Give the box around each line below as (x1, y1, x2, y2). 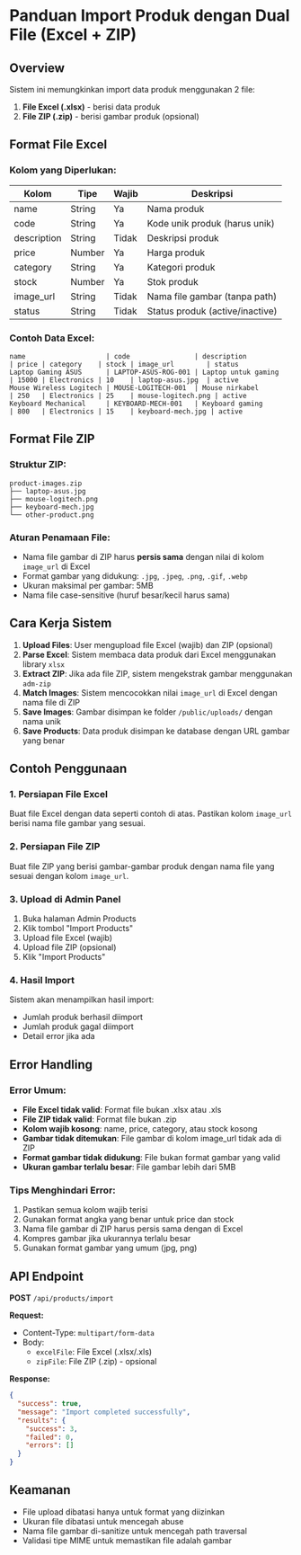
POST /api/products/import (9, 1293, 114, 1303)
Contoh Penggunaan (9, 761, 128, 777)
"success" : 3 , (25, 1424, 78, 1434)
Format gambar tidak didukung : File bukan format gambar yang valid (22, 1152, 281, 1163)
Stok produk (146, 275, 199, 288)
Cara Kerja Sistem (9, 616, 112, 631)
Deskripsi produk (146, 231, 219, 244)
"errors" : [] (25, 1441, 75, 1450)
